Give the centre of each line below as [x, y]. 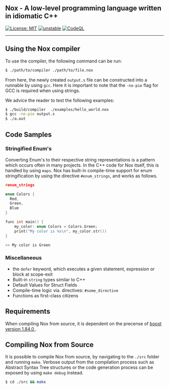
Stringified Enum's [28, 149]
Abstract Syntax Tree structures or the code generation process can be [79, 367]
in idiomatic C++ [32, 16]
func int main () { [24, 222]
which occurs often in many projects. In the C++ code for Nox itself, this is [82, 165]
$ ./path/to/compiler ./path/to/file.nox [49, 70]
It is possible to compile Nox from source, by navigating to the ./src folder [82, 357]
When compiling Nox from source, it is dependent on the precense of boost [83, 324]
